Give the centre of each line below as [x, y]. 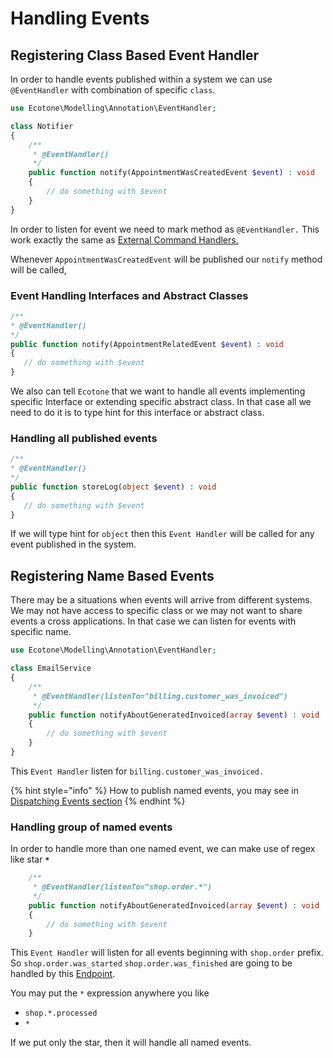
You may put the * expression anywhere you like [110, 993]
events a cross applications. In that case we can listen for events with [153, 621]
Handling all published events [84, 438]
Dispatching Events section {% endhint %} [98, 801]
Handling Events [80, 18]
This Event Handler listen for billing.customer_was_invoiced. [137, 771]
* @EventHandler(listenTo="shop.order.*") [122, 887]
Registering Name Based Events [112, 575]
